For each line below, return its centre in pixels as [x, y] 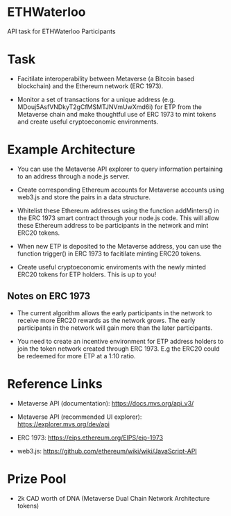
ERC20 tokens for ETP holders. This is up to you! [87, 274]
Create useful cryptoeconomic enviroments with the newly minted [111, 267]
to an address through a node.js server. [74, 176]
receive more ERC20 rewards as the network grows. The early [106, 320]
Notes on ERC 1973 [49, 296]
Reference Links [55, 384]
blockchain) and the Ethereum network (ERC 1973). [90, 86]
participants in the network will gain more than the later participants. [115, 328]
